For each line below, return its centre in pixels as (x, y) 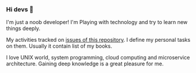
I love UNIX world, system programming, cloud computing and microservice (98, 58)
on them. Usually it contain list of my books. (59, 46)
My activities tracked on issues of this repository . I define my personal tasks (98, 40)
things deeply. (23, 28)
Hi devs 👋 (20, 9)
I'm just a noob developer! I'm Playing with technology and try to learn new (97, 22)
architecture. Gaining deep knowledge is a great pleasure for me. (85, 64)
